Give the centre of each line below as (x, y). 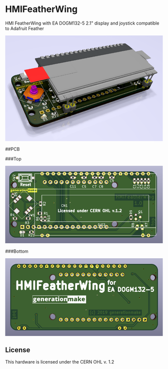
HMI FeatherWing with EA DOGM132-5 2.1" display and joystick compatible (82, 23)
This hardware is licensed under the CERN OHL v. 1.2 (60, 362)
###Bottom (17, 251)
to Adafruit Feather (24, 28)
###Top (13, 158)
